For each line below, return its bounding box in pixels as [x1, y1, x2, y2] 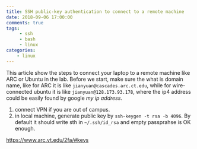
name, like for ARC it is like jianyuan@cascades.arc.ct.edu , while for [6, 81, 171, 89]
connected [6, 88, 33, 95]
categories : [6, 47, 36, 53]
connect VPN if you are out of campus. [14, 106, 110, 113]
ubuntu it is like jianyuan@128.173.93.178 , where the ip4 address [33, 88, 191, 95]
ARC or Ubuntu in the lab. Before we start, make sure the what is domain [6, 75, 183, 83]
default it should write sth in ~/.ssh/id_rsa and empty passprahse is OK [14, 118, 191, 125]
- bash [19, 36, 36, 42]
